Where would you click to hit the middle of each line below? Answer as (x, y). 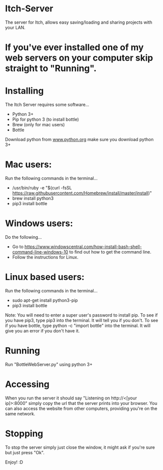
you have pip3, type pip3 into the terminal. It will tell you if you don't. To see (82, 320)
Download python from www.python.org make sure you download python (79, 140)
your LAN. (15, 27)
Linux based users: (45, 277)
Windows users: (39, 224)
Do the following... (24, 237)
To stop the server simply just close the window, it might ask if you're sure (80, 447)
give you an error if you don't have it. (42, 330)
